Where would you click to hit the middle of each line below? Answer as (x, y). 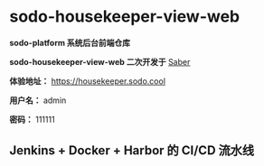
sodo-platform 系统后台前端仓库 (70, 42)
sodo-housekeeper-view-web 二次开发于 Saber (100, 61)
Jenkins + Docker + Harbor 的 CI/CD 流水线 (132, 151)
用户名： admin (38, 100)
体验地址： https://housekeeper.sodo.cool (87, 81)
